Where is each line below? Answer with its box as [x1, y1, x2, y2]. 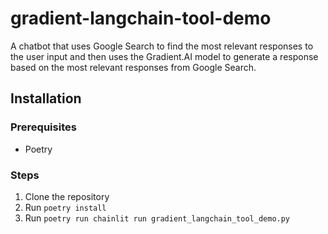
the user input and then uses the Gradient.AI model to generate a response [10, 50, 319, 62]
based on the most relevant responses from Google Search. [10, 61, 257, 73]
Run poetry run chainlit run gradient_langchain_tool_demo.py [24, 212, 291, 224]
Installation [10, 90, 82, 107]
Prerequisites [10, 120, 77, 134]
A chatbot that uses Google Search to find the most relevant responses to [10, 40, 314, 52]
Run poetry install [24, 201, 107, 213]
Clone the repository [24, 190, 110, 202]
